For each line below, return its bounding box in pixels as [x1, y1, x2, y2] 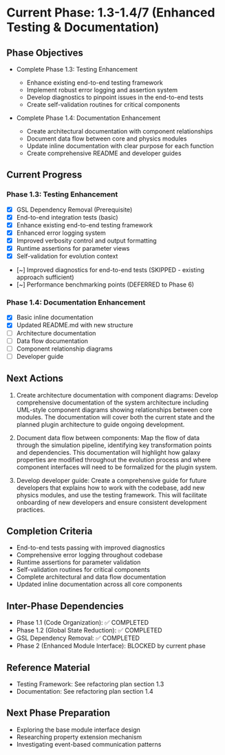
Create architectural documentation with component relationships [26, 127, 213, 135]
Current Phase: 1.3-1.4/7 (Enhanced [6, 5, 215, 21]
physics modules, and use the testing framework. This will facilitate [16, 490, 207, 499]
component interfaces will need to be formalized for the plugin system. [16, 463, 217, 471]
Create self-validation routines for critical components [26, 101, 180, 108]
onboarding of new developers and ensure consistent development [16, 498, 207, 506]
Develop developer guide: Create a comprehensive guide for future [16, 476, 207, 484]
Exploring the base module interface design [16, 725, 140, 734]
